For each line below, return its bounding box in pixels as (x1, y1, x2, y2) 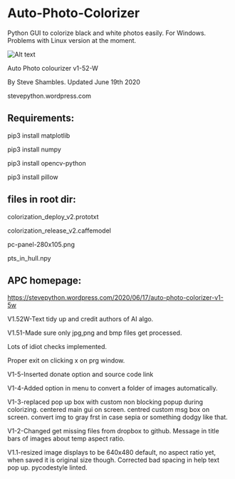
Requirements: (7, 112, 75, 124)
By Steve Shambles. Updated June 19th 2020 (7, 77, 141, 86)
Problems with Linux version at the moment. (7, 36, 137, 44)
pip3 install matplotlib (7, 131, 70, 140)
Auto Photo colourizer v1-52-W (7, 64, 98, 72)
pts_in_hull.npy (7, 253, 51, 262)
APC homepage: (7, 274, 82, 286)
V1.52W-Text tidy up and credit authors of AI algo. (7, 315, 154, 323)
